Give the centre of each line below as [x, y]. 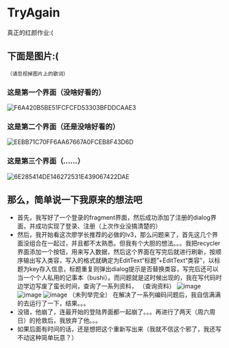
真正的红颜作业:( [30, 32]
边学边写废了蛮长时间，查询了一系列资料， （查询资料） [96, 286]
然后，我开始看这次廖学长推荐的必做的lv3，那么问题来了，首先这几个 [114, 235]
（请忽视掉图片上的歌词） [38, 73]
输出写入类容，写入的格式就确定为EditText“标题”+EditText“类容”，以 [119, 260]
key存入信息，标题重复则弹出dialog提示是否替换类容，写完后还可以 [124, 269]
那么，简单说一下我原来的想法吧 [75, 200]
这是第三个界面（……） [46, 161]
